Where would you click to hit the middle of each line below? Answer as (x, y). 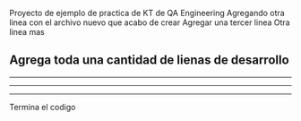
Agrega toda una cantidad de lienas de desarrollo (149, 60)
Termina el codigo (43, 107)
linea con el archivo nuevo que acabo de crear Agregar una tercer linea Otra (150, 22)
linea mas (27, 32)
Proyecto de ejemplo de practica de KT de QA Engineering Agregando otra (147, 13)
